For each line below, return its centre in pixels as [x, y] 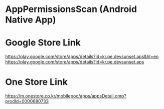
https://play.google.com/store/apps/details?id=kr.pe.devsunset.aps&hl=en [82, 56]
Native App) [31, 20]
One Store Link [36, 82]
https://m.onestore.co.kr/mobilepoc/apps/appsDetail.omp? [66, 96]
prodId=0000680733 [27, 101]
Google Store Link [43, 43]
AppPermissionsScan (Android [71, 9]
